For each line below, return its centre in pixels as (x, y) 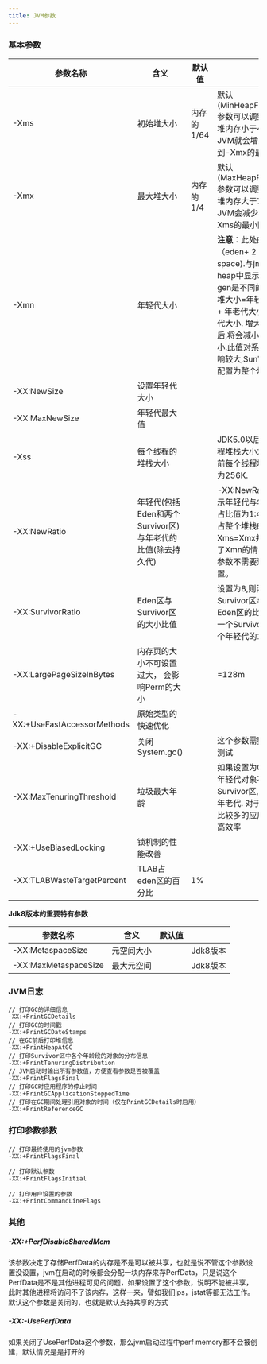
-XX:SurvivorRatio (46, 611)
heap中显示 (239, 275)
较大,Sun (242, 358)
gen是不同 (236, 287)
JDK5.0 (231, 440)
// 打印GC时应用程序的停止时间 (53, 1087)
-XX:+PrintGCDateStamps (48, 1033)
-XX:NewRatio (39, 531)
